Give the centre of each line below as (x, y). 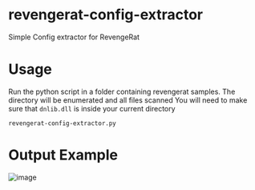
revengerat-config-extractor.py (62, 123)
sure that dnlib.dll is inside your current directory (92, 108)
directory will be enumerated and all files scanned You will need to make (128, 100)
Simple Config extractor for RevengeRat (74, 37)
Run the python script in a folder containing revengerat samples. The (122, 91)
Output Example (63, 155)
